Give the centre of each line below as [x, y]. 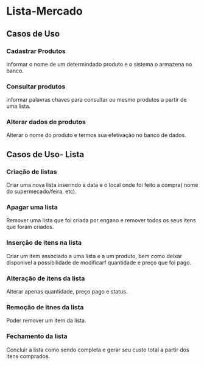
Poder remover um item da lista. [46, 320]
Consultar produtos [36, 86]
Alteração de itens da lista [46, 278]
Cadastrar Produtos [36, 51]
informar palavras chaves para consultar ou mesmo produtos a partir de [97, 100]
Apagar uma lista [32, 207]
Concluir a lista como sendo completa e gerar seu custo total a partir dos [98, 350]
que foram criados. [30, 227]
